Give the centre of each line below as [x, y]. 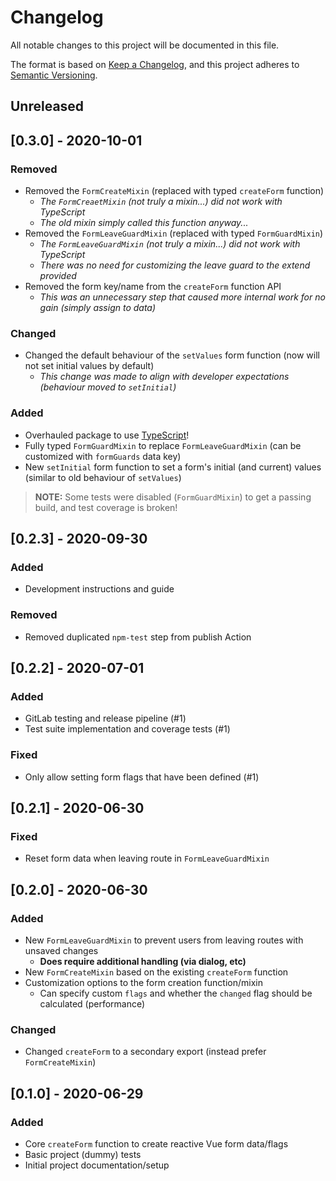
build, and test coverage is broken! [106, 507]
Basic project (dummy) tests [83, 1154]
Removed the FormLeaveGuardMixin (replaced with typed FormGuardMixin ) [174, 233]
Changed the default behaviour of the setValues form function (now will [172, 355]
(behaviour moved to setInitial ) [108, 387]
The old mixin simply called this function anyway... [144, 223]
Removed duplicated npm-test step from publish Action [138, 637]
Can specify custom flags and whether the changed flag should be [176, 993]
